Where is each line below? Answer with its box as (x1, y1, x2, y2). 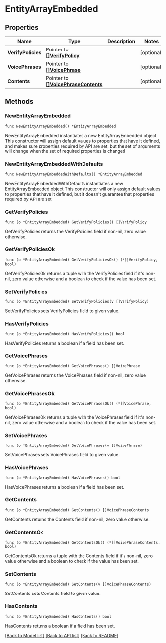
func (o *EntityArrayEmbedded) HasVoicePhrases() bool (5, 475, 121, 481)
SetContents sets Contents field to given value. (5, 591, 101, 596)
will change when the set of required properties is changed (5, 148, 125, 154)
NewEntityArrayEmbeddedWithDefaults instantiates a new (5, 180, 124, 186)
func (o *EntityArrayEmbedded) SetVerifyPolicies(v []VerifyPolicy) (5, 299, 149, 304)
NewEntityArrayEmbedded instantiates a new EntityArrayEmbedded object (5, 132, 157, 138)
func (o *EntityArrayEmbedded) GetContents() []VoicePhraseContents (5, 507, 149, 513)
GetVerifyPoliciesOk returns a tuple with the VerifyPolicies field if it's (5, 270, 145, 276)
